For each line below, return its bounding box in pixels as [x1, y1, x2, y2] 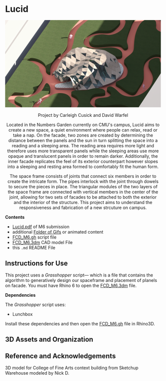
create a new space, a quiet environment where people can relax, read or [8, 127, 158, 133]
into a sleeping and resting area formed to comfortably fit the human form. [7, 164, 159, 170]
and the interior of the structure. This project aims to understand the [13, 200, 153, 206]
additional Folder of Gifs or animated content [12, 229, 104, 235]
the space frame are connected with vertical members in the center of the [7, 189, 159, 195]
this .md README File [12, 245, 56, 251]
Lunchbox [12, 312, 33, 317]
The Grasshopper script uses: [5, 302, 66, 308]
